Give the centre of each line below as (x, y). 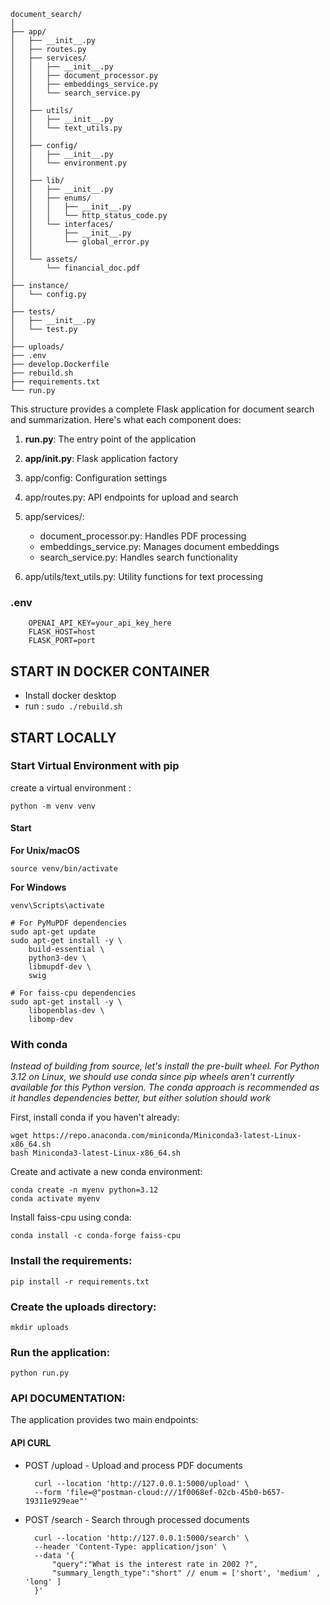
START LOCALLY (63, 737)
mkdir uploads (40, 1327)
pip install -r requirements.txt (80, 1281)
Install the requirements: (71, 1261)
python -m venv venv (53, 806)
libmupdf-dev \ (60, 967)
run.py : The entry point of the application (110, 439)
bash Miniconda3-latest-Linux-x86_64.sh (96, 1153)
